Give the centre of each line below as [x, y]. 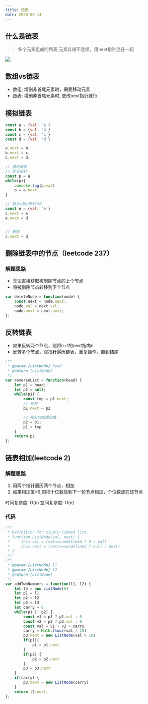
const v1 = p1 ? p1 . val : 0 [53, 617]
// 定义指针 [16, 171]
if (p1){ [31, 640]
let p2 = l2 [27, 598]
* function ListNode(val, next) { [44, 537]
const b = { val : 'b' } [28, 130]
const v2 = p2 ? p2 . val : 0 [53, 621]
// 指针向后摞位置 [40, 417]
